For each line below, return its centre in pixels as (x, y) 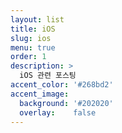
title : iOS (33, 29)
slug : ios (31, 38)
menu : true (33, 47)
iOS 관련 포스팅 (48, 76)
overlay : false (58, 112)
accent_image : (40, 94)
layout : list (37, 19)
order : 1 (28, 57)
